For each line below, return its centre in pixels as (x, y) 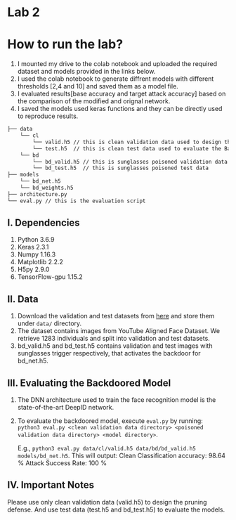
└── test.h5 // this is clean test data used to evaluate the (127, 148)
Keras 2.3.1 (33, 247)
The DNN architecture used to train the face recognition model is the (117, 400)
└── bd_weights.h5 (47, 188)
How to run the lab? (65, 45)
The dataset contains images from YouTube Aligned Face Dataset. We (118, 331)
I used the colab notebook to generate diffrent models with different (116, 79)
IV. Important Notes (51, 485)
